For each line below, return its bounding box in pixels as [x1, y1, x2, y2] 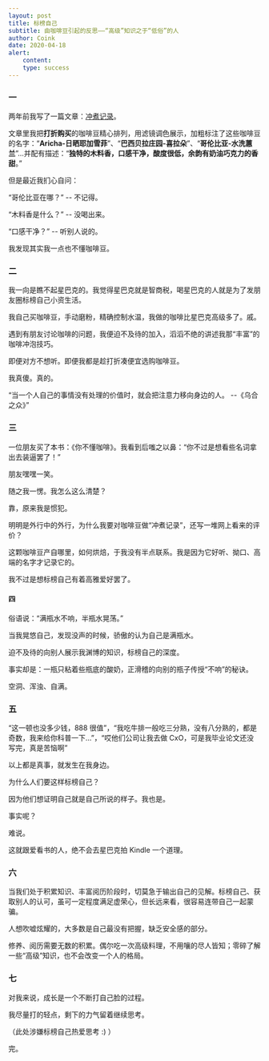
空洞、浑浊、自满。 [8, 681, 72, 691]
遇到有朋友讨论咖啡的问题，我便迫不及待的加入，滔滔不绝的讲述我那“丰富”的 [8, 329, 260, 339]
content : [22, 57, 52, 65]
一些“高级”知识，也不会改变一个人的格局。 [8, 950, 148, 961]
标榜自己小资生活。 [22, 295, 86, 305]
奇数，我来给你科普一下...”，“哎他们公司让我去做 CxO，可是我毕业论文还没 [8, 733, 255, 743]
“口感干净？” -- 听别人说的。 [8, 227, 102, 236]
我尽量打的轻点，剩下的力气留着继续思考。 [8, 1010, 149, 1019]
